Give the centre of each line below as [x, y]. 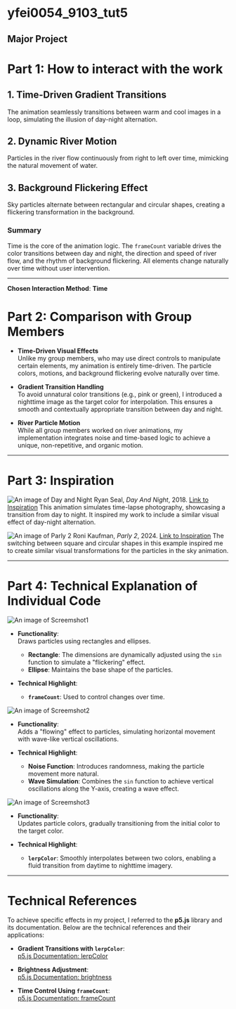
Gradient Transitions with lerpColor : [71, 949]
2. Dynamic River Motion [62, 141]
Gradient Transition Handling [60, 387]
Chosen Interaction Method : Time [58, 288]
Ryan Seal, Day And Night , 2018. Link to [151, 500]
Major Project [38, 39]
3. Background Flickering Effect [78, 188]
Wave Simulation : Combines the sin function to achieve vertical [121, 781]
